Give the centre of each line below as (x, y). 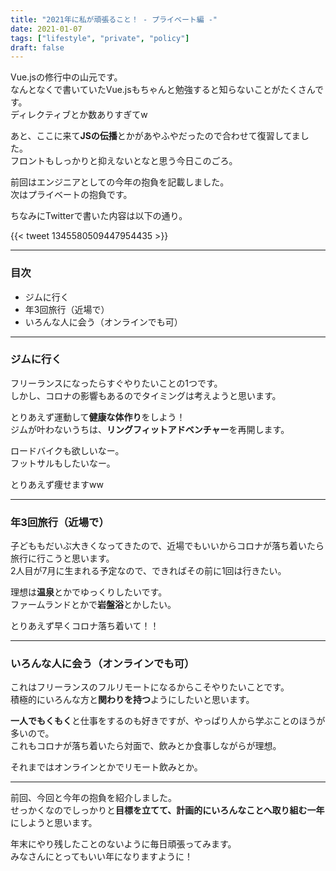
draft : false (37, 47)
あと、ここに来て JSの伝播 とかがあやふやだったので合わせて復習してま (155, 136)
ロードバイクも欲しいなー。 (67, 450)
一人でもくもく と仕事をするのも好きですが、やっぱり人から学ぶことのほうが (168, 721)
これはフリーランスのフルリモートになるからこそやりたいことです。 (150, 687)
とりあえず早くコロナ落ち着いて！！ (85, 626)
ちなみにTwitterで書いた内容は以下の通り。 (99, 216)
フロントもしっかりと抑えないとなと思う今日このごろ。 (124, 161)
